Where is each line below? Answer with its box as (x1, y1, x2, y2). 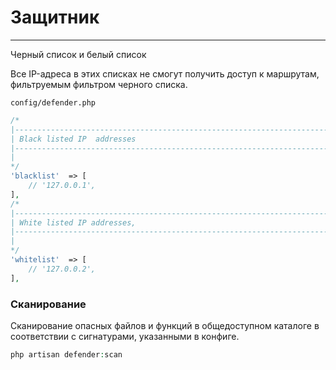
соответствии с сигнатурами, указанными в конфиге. (10, 330, 240, 342)
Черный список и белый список (10, 48, 147, 60)
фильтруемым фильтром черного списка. (10, 78, 188, 90)
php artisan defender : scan (10, 349, 123, 360)
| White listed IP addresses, (10, 217, 137, 228)
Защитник (10, 6, 100, 29)
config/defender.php (10, 97, 97, 108)
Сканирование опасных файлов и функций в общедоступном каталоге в (10, 319, 320, 331)
